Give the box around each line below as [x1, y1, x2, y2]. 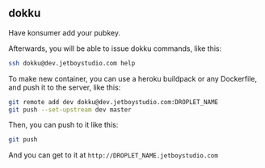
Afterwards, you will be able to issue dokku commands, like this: [8, 44, 222, 53]
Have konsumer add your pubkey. [8, 27, 121, 37]
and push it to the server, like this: [8, 82, 121, 92]
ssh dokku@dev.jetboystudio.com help [8, 59, 136, 67]
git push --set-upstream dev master [8, 105, 132, 114]
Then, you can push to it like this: [8, 120, 119, 130]
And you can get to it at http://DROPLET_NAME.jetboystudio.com [8, 150, 218, 160]
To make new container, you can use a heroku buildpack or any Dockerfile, [8, 73, 257, 83]
